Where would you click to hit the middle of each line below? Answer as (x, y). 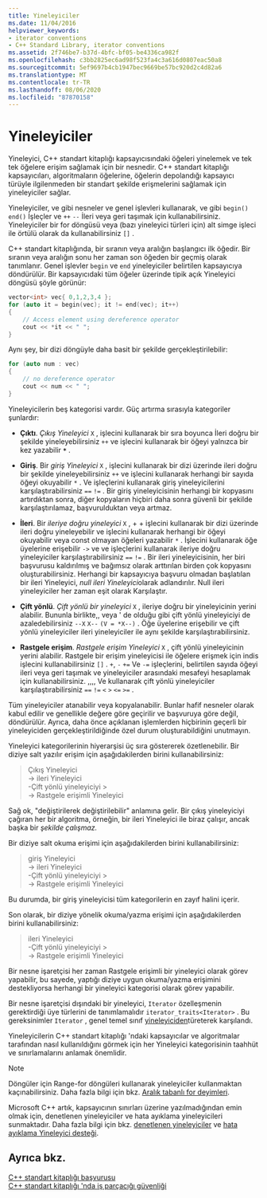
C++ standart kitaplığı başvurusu (62, 1177)
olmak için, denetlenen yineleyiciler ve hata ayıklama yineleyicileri (116, 1116)
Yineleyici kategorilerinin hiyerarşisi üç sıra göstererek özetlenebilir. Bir (124, 745)
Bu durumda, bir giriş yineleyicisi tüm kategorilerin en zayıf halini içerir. (124, 899)
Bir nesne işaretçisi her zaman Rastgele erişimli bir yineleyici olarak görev (128, 971)
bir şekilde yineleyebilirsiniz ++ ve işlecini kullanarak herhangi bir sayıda (137, 473)
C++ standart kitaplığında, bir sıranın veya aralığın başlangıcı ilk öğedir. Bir (130, 249)
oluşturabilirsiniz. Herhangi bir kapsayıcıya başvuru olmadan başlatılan (135, 574)
